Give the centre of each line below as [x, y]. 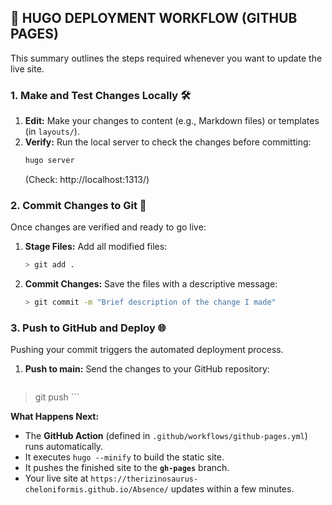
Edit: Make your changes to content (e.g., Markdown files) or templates [172, 121]
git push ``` [57, 397]
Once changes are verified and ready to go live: [108, 227]
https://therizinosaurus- [144, 479]
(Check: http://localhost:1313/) [87, 179]
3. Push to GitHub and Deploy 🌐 [88, 328]
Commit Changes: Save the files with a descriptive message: [151, 284]
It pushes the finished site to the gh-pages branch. [127, 468]
